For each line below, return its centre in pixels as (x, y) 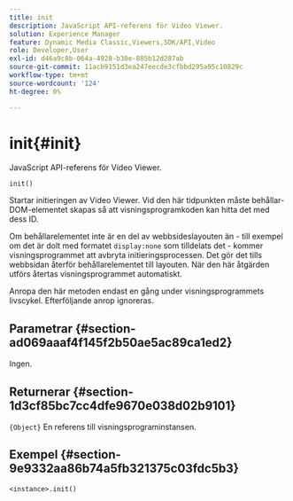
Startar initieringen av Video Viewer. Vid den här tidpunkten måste (130, 200)
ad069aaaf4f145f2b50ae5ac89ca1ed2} (121, 342)
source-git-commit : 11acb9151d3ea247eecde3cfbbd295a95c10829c (126, 67)
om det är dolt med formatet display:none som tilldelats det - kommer (136, 246)
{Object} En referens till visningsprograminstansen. (103, 427)
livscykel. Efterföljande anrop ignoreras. (82, 301)
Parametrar (41, 329)
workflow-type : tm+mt (49, 75)
